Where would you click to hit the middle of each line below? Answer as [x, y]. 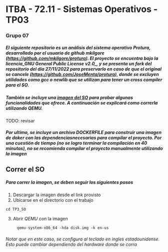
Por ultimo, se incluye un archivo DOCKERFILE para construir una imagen [84, 133]
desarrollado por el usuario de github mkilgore [55, 53]
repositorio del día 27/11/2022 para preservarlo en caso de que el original [84, 69]
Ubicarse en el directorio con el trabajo [53, 200]
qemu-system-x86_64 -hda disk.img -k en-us [63, 228]
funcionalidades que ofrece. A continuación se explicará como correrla [82, 103]
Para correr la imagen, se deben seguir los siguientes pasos [69, 182]
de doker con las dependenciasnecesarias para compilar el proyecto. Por [84, 138]
